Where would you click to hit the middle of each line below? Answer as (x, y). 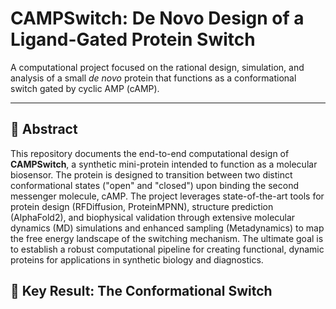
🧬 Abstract (44, 129)
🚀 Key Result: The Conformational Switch (141, 291)
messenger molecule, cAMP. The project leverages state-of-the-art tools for (167, 196)
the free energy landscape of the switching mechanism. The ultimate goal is (167, 238)
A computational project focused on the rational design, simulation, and (157, 67)
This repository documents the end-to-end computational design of (150, 153)
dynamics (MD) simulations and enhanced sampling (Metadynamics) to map (167, 228)
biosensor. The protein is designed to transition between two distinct (151, 174)
